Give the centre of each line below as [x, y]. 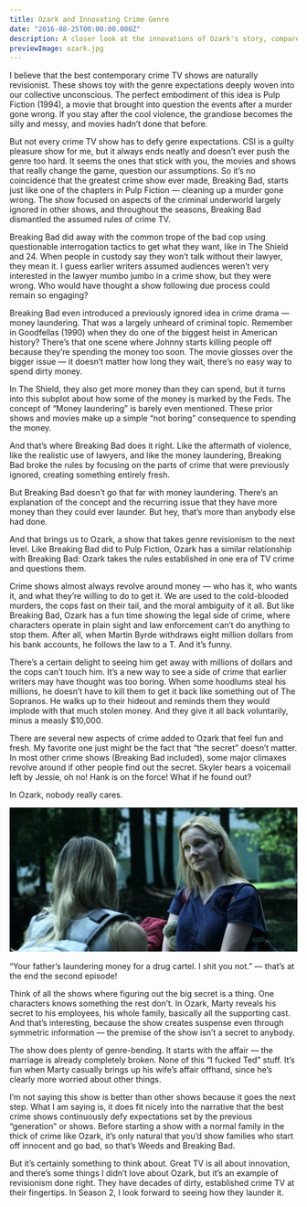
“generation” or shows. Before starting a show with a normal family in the [147, 1127]
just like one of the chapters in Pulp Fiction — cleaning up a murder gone [147, 190]
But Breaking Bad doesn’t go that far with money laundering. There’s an [144, 493]
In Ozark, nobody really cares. [66, 795]
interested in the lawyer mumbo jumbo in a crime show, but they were [141, 276]
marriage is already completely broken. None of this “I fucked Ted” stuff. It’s [152, 1060]
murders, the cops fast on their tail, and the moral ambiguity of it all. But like [152, 606]
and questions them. [48, 569]
